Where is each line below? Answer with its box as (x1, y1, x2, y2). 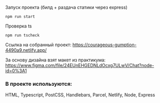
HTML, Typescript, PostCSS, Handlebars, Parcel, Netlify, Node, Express (5, 92, 155, 98)
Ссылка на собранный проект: (5, 42, 72, 48)
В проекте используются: (5, 80, 73, 87)
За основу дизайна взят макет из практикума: (5, 57, 106, 63)
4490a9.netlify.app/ (5, 47, 47, 53)
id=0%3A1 (5, 68, 27, 74)
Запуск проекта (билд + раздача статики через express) (5, 5, 128, 10)
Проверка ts (5, 23, 32, 29)
